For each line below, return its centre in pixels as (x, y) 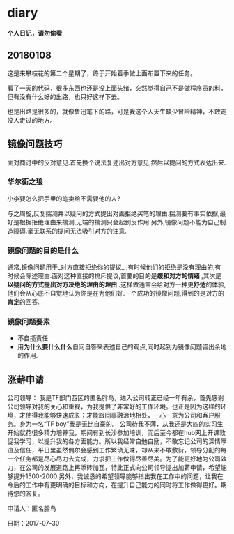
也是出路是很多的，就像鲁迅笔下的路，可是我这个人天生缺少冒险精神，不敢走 (117, 111)
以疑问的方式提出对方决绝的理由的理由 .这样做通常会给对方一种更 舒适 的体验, (117, 284)
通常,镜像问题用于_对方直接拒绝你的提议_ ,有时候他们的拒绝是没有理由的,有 (114, 267)
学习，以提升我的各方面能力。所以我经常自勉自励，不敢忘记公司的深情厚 (123, 441)
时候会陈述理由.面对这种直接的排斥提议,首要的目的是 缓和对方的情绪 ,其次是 (115, 276)
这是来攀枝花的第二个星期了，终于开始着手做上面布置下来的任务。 (102, 73)
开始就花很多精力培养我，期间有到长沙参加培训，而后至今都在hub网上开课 (114, 433)
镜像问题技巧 (35, 144)
